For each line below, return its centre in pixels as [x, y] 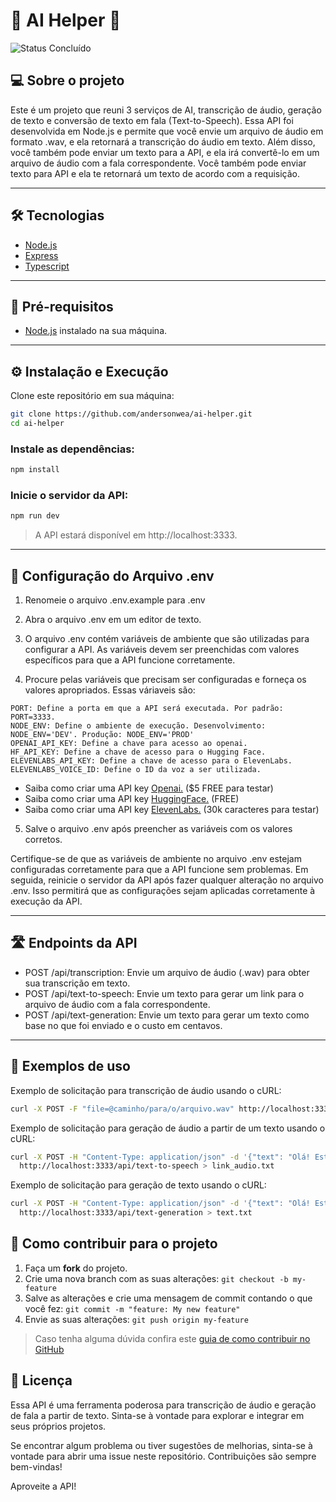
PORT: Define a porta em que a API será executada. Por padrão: [147, 709]
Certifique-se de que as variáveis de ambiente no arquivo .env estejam [156, 859]
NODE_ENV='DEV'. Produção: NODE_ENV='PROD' [102, 735]
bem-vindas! [36, 1466]
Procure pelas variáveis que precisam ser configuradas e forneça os [165, 680]
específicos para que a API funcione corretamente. [130, 660]
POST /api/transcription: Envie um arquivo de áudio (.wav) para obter [167, 972]
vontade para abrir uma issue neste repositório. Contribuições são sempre [163, 1456]
